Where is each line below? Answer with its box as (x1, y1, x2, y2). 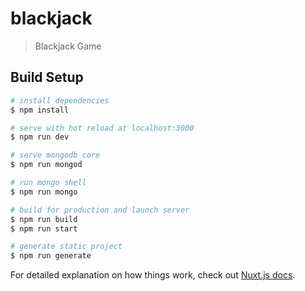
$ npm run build (10, 214, 78, 224)
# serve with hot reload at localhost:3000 (10, 123, 195, 133)
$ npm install (10, 105, 70, 115)
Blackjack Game (34, 40, 102, 52)
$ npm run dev (10, 132, 70, 142)
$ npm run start (10, 223, 78, 234)
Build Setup (10, 69, 84, 86)
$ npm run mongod (10, 160, 83, 170)
